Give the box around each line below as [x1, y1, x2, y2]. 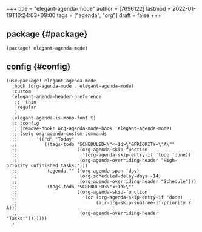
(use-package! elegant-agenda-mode [6, 78, 96, 84]
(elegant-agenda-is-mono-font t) [12, 114, 96, 121]
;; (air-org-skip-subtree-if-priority [12, 199, 186, 205]
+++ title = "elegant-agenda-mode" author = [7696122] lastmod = [6, 5, 171, 12]
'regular [14, 104, 36, 110]
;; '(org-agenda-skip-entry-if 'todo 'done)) [12, 151, 191, 158]
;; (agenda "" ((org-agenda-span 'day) [12, 168, 140, 174]
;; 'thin [14, 99, 36, 105]
